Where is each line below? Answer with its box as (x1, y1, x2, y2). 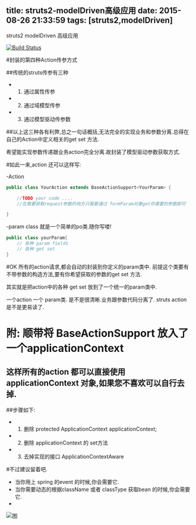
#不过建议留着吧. (6, 465, 48, 472)
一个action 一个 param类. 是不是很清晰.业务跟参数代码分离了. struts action (6, 296, 187, 303)
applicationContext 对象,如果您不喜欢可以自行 (6, 378, 177, 388)
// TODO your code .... (17, 195, 73, 201)
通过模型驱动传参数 (23, 115, 71, 122)
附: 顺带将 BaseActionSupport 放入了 (6, 327, 189, 340)
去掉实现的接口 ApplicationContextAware (23, 453, 124, 460)
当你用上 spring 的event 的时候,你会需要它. (14, 478, 119, 485)
